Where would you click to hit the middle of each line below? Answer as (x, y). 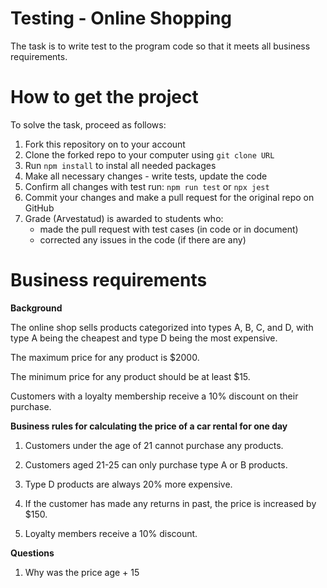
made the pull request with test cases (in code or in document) (169, 229)
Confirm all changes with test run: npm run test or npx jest (147, 186)
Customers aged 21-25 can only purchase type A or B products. (156, 464)
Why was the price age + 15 (82, 572)
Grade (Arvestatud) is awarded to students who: (124, 218)
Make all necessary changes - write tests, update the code (146, 176)
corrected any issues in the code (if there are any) (143, 239)
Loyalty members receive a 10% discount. (111, 533)
